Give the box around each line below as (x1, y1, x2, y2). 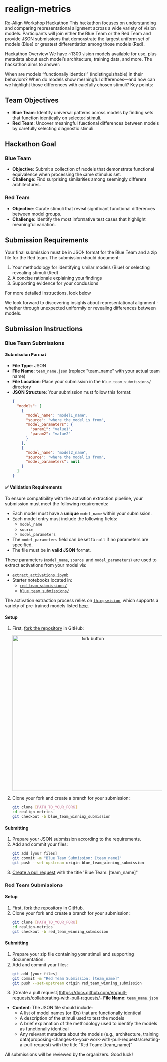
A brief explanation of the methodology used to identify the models (19, 1021, 158, 1027)
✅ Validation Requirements (5, 484, 62, 490)
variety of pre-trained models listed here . (5, 603, 89, 609)
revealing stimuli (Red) (12, 269, 59, 275)
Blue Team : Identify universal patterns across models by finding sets (12, 109, 154, 115)
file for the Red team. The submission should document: (5, 254, 120, 260)
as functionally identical (19, 1026, 69, 1032)
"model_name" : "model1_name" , (25, 413, 88, 418)
